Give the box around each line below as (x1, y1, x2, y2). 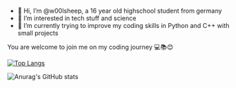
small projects (17, 29, 58, 37)
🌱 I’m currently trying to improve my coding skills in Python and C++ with (17, 22, 230, 29)
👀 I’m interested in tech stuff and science (17, 14, 137, 22)
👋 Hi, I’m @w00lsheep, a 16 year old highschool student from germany (17, 7, 223, 15)
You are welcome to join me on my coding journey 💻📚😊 (7, 43, 174, 51)
